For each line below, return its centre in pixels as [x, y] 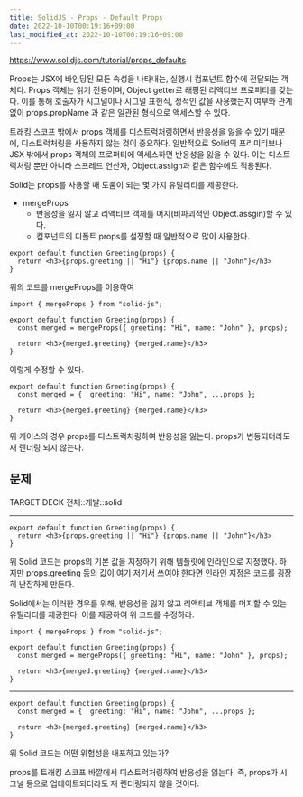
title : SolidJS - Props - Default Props [87, 18]
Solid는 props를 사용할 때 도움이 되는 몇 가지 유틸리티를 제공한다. [124, 185]
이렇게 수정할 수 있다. [46, 370]
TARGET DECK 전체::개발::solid [66, 502]
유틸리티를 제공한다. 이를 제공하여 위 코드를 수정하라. [102, 614]
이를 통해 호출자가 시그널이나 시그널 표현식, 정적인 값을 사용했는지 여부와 [149, 101]
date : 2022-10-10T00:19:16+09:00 [72, 26]
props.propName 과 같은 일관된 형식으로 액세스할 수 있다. [128, 113]
